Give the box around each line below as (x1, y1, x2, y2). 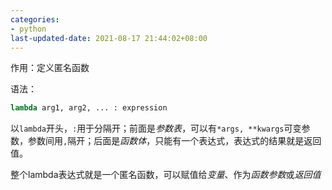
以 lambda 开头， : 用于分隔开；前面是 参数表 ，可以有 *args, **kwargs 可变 (10, 122, 302, 135)
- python (10, 24, 47, 34)
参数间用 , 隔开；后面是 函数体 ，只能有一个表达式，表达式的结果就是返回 (27, 135, 322, 147)
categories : (10, 14, 60, 25)
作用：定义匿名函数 (10, 62, 90, 74)
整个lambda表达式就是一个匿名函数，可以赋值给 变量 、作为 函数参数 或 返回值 (10, 169, 322, 181)
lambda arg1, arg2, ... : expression (10, 103, 168, 113)
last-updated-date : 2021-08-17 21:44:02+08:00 (10, 33, 208, 43)
